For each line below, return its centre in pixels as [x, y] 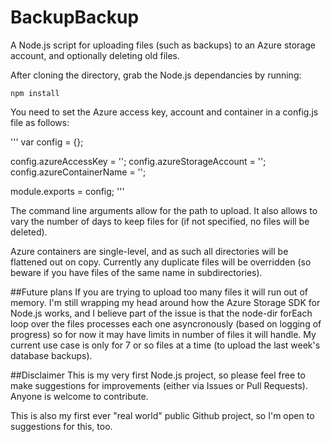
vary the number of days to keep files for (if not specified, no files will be [160, 221]
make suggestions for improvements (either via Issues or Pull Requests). [159, 385]
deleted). [29, 232]
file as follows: [40, 122]
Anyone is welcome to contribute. [79, 396]
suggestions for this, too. [61, 426]
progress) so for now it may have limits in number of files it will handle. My [163, 334]
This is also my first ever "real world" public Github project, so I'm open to [162, 415]
